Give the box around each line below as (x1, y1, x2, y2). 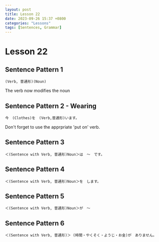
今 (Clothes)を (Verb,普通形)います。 (5, 115, 79, 121)
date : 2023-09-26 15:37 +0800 (5, 16, 66, 21)
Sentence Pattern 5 (5, 192, 64, 200)
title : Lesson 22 (5, 12, 40, 17)
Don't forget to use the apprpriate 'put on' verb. (5, 124, 100, 130)
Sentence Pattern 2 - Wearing (5, 102, 97, 110)
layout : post (5, 7, 32, 12)
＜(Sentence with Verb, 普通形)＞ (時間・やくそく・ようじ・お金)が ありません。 (5, 233, 157, 238)
